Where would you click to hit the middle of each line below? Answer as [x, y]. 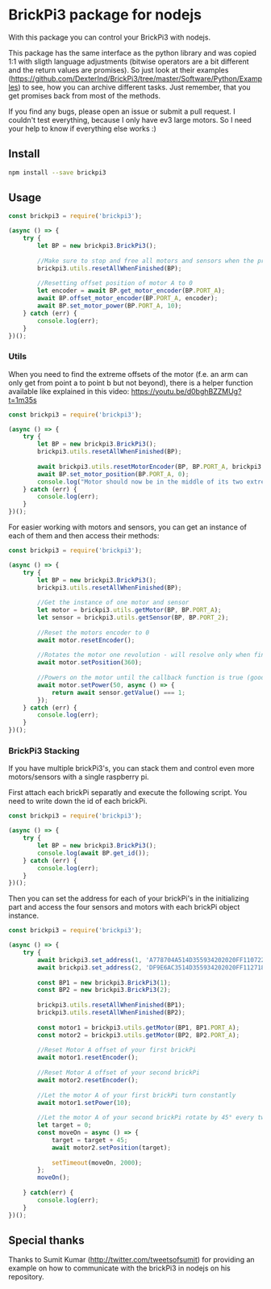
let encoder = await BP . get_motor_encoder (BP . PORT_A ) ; [131, 291]
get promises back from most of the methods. [85, 95]
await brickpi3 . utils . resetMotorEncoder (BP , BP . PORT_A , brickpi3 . [151, 467]
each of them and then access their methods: [84, 536]
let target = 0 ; [65, 1125]
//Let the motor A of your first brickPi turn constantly [137, 1095]
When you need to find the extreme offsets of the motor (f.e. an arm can [128, 374]
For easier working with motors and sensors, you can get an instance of [128, 527]
